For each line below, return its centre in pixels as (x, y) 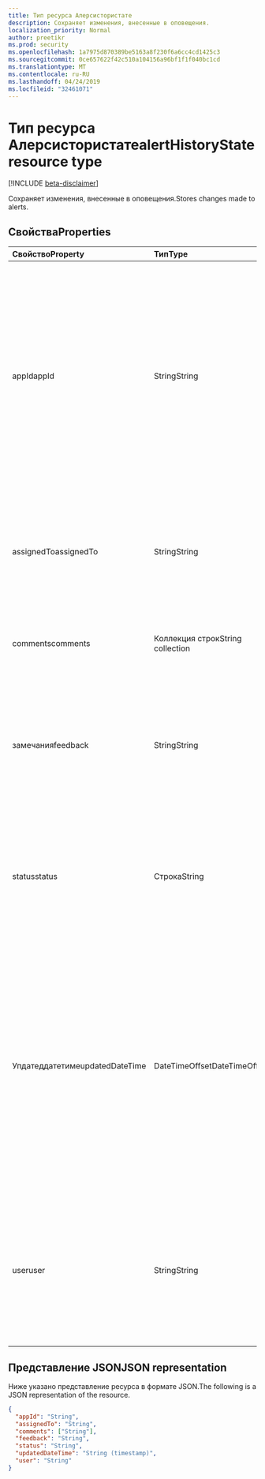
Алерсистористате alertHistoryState (131, 145)
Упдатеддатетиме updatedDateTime (79, 1066)
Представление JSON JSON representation (118, 1367)
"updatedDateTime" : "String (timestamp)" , (86, 1454)
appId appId (34, 376)
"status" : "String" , (49, 1446)
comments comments (51, 644)
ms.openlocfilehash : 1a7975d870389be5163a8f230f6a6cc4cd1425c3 (114, 52)
